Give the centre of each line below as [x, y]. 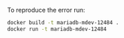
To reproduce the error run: [46, 10]
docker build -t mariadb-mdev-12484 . [63, 23]
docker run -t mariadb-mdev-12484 [57, 29]
